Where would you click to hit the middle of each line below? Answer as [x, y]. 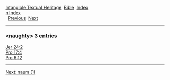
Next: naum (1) [20, 72]
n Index [13, 13]
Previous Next [23, 18]
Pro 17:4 [14, 52]
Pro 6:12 [14, 58]
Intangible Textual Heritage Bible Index [47, 7]
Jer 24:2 [14, 47]
